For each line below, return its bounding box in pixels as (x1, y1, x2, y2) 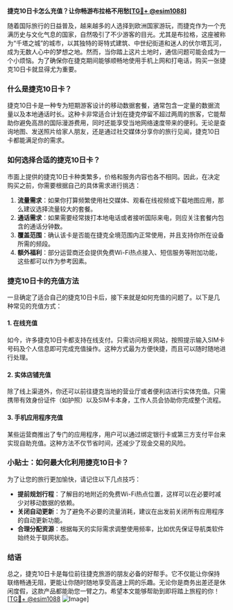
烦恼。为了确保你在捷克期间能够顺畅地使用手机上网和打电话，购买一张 (19, 56, 220, 65)
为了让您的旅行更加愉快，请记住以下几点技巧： (7, 475, 141, 483)
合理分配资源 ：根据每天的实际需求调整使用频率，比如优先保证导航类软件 (17, 524, 224, 533)
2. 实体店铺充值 (7, 370, 51, 379)
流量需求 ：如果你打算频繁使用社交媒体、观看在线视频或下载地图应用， (17, 196, 218, 204)
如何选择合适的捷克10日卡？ (7, 155, 101, 165)
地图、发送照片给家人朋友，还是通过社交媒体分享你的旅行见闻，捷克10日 (12, 127, 221, 136)
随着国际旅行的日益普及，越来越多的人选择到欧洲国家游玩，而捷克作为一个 (7, 22, 220, 30)
